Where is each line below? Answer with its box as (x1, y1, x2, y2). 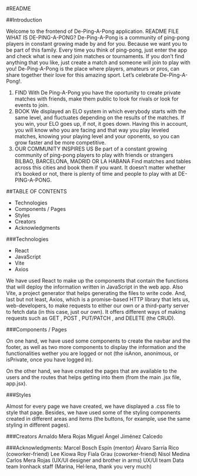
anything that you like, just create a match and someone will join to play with (6, 59, 191, 66)
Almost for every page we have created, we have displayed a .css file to (6, 403, 181, 410)
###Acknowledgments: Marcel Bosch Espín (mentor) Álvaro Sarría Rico (6, 444, 179, 451)
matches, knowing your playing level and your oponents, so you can (14, 133, 180, 140)
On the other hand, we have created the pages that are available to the (6, 367, 178, 374)
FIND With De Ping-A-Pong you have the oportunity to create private (14, 89, 181, 96)
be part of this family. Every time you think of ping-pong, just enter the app (6, 46, 188, 53)
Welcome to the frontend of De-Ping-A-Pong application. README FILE (6, 28, 179, 35)
